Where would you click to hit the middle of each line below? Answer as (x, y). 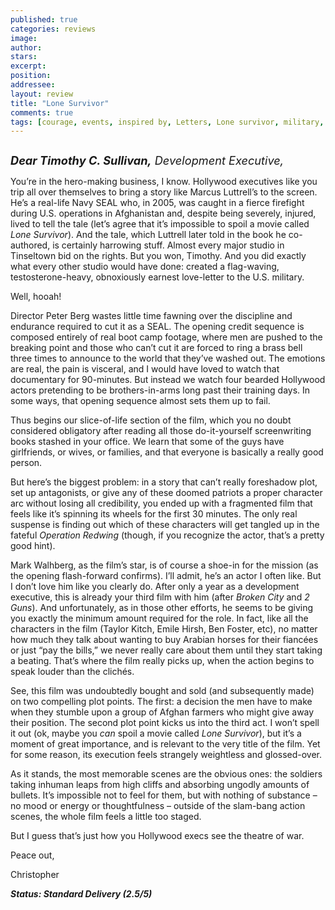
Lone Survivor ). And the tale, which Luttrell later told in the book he (148, 235)
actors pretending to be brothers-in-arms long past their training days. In (160, 390)
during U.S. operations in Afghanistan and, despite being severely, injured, (163, 213)
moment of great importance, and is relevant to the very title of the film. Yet (165, 744)
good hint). (33, 546)
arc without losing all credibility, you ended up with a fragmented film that (161, 503)
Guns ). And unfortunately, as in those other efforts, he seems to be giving (162, 608)
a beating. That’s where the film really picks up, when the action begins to (162, 661)
